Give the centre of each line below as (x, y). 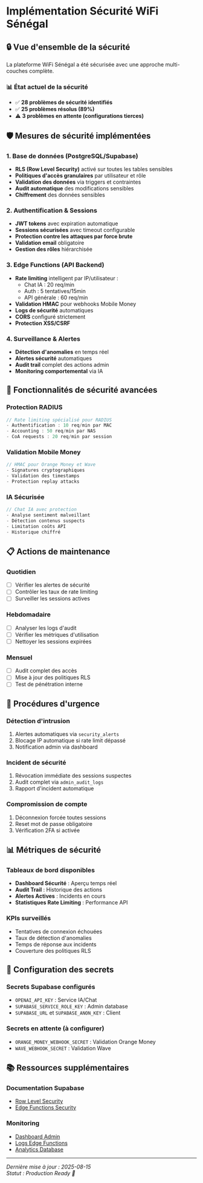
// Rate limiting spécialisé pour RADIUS (59, 420)
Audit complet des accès (46, 671)
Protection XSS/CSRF (43, 323)
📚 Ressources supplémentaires (68, 1068)
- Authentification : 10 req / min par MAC (59, 425)
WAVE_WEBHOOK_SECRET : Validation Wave (63, 1048)
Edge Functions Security (46, 1107)
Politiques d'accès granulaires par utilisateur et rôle (80, 175)
